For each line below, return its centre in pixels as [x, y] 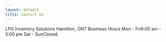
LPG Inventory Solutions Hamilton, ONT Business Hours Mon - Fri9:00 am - [83, 28]
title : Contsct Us [24, 14]
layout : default [22, 10]
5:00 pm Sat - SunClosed [31, 34]
